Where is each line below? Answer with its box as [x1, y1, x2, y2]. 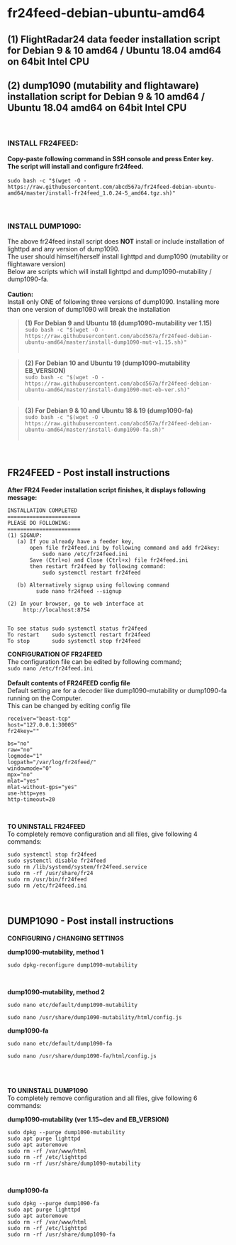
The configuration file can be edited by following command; [7, 657, 182, 665]
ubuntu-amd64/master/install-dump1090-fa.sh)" [24, 426, 165, 433]
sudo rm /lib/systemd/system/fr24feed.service [7, 863, 147, 871]
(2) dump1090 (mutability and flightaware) [7, 80, 200, 92]
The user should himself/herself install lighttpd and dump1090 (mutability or [7, 252, 229, 261]
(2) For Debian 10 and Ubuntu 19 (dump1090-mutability [24, 359, 191, 367]
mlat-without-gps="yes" [7, 783, 78, 790]
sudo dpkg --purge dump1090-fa [7, 1200, 100, 1207]
